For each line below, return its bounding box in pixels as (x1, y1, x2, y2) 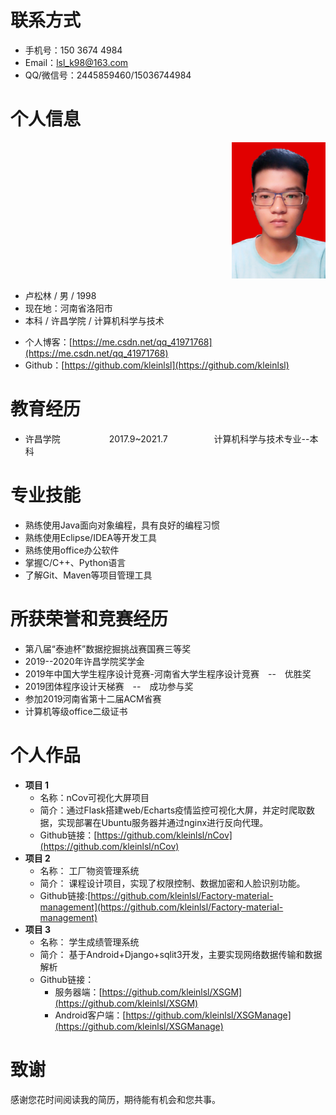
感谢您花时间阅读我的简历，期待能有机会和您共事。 (10, 1093, 221, 1105)
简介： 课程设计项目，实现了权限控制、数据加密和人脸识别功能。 (39, 877, 306, 889)
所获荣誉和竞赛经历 (10, 608, 169, 631)
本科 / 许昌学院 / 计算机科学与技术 (24, 315, 165, 327)
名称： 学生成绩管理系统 (39, 936, 140, 948)
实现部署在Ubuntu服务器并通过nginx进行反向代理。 (57, 816, 269, 828)
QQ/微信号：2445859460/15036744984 (24, 69, 192, 81)
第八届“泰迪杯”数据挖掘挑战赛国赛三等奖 (24, 642, 192, 655)
